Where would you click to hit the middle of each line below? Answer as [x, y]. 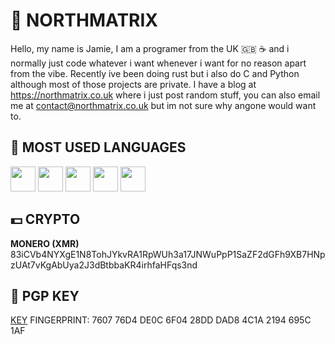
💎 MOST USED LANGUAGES [98, 147]
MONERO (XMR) [45, 243]
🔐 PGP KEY [45, 295]
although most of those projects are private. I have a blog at [133, 84]
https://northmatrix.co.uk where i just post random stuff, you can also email [165, 95]
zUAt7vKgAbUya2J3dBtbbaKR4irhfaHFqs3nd [104, 265]
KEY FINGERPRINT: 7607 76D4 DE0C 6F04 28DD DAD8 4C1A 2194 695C [161, 320]
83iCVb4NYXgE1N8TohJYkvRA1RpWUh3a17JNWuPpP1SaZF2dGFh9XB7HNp [168, 254]
